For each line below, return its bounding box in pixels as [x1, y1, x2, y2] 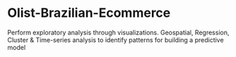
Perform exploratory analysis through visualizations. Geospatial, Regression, [7, 28, 230, 37]
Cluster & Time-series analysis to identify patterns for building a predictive [7, 35, 224, 44]
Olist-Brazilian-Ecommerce [7, 5, 171, 21]
